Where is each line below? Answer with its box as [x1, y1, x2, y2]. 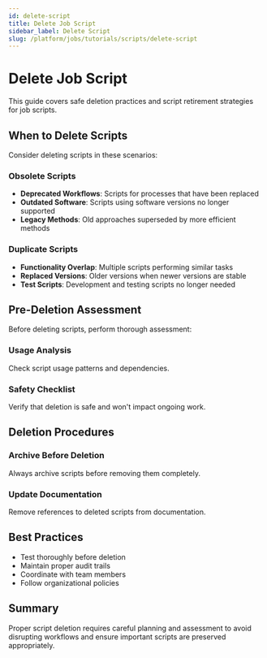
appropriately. [8, 640, 55, 650]
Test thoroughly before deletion [19, 552, 126, 561]
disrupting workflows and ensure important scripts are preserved [8, 631, 226, 642]
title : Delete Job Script [8, 19, 96, 28]
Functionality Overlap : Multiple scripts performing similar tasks [19, 262, 234, 272]
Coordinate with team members [19, 569, 127, 579]
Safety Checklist [8, 383, 75, 395]
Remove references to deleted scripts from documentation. [8, 507, 206, 517]
